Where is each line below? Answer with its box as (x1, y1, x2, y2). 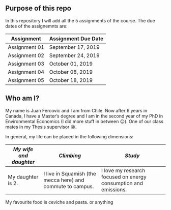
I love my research (101, 167, 146, 174)
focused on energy (101, 173, 147, 180)
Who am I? (5, 94, 40, 103)
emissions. (101, 186, 127, 193)
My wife (13, 145, 34, 153)
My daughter (8, 173, 39, 180)
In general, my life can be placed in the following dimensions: (5, 133, 134, 139)
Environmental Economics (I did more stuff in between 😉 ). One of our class (5, 118, 164, 124)
